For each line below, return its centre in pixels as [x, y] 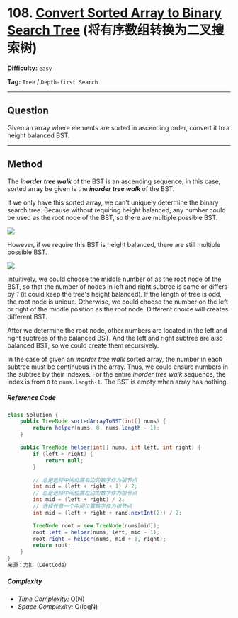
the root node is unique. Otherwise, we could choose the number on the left [118, 302]
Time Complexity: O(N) [51, 599]
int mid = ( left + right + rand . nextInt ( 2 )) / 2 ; [107, 513]
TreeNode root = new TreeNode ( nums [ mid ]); [96, 525]
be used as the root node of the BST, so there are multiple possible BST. [113, 217]
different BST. [28, 316]
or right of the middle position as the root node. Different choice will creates [118, 309]
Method [25, 164]
